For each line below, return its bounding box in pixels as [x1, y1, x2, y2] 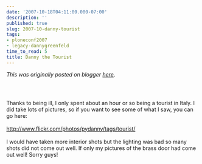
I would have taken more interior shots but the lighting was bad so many [6, 138, 187, 145]
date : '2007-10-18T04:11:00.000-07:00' [6, 9, 108, 15]
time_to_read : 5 [6, 49, 47, 55]
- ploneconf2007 [6, 37, 47, 43]
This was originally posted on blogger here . [6, 70, 116, 78]
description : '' [6, 15, 47, 21]
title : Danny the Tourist [6, 54, 72, 60]
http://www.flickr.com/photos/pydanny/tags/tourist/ [6, 125, 136, 132]
